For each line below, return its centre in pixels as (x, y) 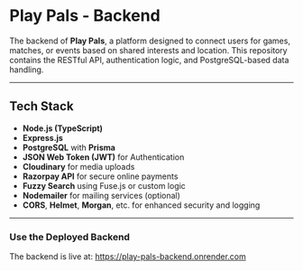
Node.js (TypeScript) (63, 128)
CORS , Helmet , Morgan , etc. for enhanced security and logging (141, 205)
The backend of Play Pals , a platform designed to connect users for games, (150, 41)
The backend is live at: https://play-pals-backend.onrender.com (128, 257)
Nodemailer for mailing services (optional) (101, 195)
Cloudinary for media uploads (78, 166)
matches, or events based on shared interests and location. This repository (148, 50)
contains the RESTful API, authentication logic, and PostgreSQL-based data (149, 60)
